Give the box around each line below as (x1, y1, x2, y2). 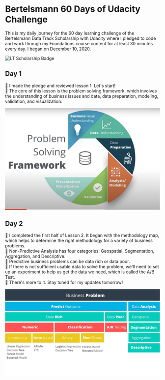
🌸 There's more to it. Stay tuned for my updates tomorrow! (5, 279, 123, 286)
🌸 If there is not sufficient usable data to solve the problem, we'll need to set (5, 264, 159, 270)
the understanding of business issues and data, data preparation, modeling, (5, 93, 159, 99)
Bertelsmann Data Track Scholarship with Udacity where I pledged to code (5, 35, 156, 41)
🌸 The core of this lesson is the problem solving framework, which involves (5, 88, 157, 94)
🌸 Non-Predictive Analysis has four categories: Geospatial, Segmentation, (5, 248, 155, 254)
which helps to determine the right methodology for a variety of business (5, 237, 153, 244)
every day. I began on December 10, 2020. (5, 46, 91, 52)
